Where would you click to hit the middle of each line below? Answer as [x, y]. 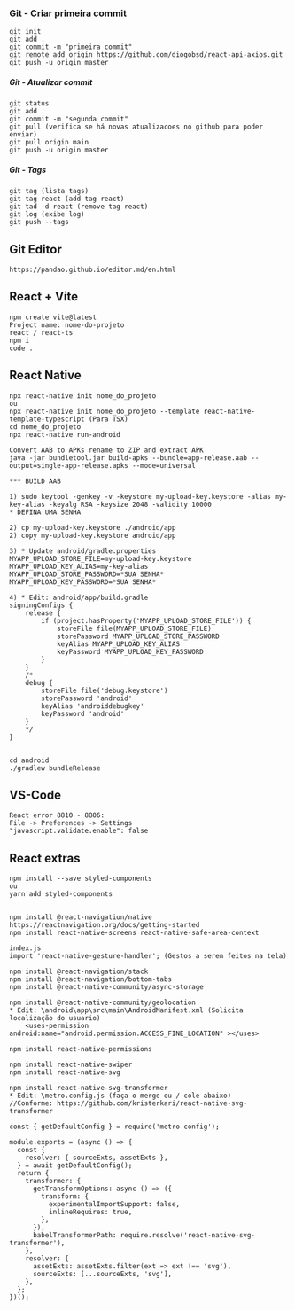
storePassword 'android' [87, 698]
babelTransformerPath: [74, 1236]
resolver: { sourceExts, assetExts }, [97, 1158]
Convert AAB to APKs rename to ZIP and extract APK [106, 450]
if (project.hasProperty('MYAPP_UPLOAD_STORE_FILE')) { [146, 620]
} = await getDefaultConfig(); [75, 1166]
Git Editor [35, 250]
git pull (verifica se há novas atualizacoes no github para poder [136, 127]
